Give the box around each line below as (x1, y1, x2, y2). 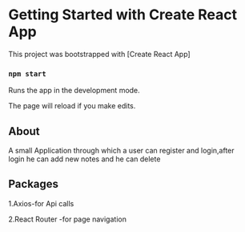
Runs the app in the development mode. (8, 86, 140, 96)
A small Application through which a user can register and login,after (8, 146, 235, 156)
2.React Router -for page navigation (8, 214, 127, 224)
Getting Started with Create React (8, 6, 238, 24)
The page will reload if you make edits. (8, 101, 136, 111)
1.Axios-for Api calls (8, 198, 74, 208)
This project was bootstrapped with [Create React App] (8, 49, 191, 59)
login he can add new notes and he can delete (8, 154, 161, 164)
